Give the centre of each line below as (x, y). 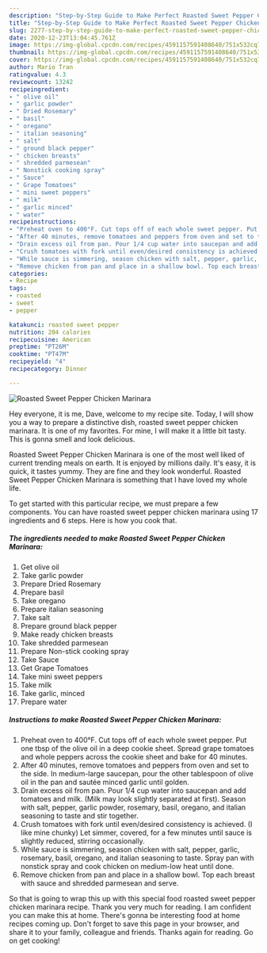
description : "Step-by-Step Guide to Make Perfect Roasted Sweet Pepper (132, 15)
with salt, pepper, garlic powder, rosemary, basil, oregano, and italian (133, 807)
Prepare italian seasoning (62, 609)
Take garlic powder (52, 575)
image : (20, 45)
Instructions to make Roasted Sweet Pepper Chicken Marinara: (115, 720)
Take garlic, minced (53, 693)
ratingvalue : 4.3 (38, 75)
